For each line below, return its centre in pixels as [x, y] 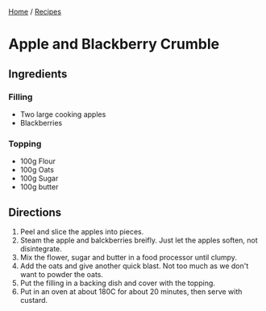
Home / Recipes [35, 12]
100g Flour [38, 161]
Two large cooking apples [63, 114]
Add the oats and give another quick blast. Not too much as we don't [134, 266]
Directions [35, 212]
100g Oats [37, 170]
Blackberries [41, 122]
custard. [34, 300]
